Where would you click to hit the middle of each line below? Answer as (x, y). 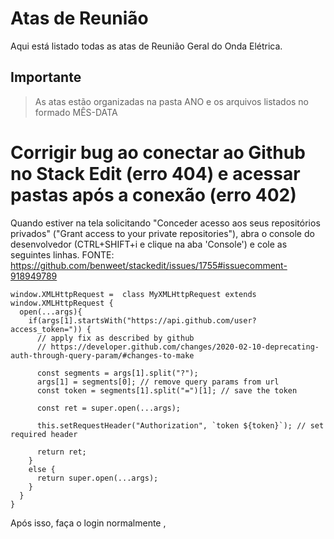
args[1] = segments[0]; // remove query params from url (158, 382)
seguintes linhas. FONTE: (62, 254)
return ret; (61, 452)
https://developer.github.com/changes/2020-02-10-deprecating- (185, 347)
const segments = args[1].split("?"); (117, 373)
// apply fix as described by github (115, 338)
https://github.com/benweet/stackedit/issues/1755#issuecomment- (149, 265)
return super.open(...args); (97, 478)
